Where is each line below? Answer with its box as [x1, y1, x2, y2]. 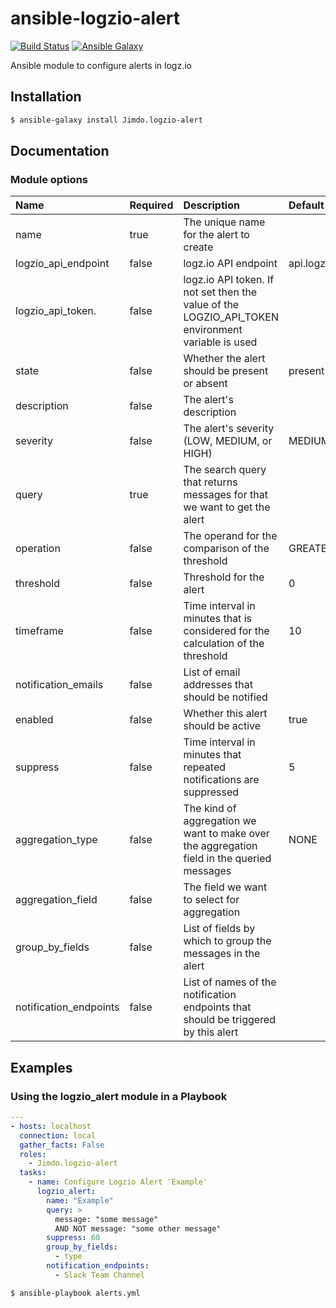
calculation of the [183, 637, 265, 651]
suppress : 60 [46, 1233, 101, 1243]
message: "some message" [54, 1214, 159, 1224]
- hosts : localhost [10, 1121, 92, 1131]
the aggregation [183, 839, 258, 853]
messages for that [183, 488, 268, 502]
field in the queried [183, 852, 272, 866]
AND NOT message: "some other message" [54, 1223, 222, 1234]
